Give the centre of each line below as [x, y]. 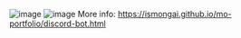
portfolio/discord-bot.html [58, 24]
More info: [96, 14]
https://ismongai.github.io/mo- [175, 14]
